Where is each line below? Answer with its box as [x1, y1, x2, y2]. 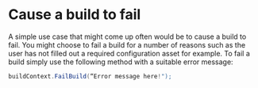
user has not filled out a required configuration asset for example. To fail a [8, 48, 250, 58]
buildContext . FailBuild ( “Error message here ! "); [8, 72, 172, 80]
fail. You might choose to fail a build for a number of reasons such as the [8, 40, 246, 49]
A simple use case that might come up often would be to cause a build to [8, 32, 247, 41]
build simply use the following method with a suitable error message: [8, 57, 233, 67]
